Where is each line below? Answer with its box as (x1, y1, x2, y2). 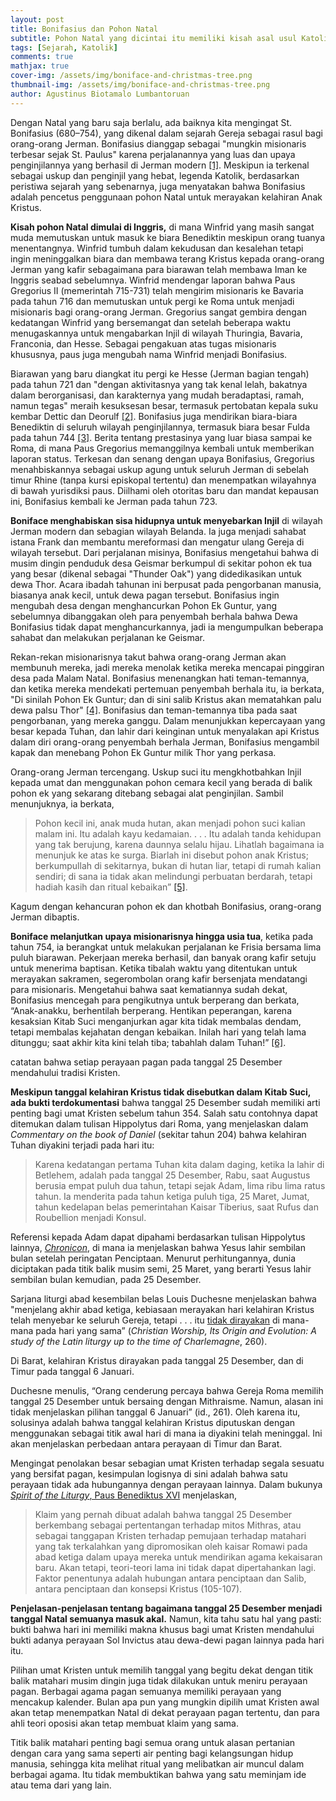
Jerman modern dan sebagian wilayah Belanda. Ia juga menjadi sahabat (10, 525, 307, 537)
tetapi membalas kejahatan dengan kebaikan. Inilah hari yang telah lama (10, 1026, 307, 1038)
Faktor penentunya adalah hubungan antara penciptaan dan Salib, (34, 1572, 307, 1584)
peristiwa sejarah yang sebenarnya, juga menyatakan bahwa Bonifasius (10, 180, 306, 192)
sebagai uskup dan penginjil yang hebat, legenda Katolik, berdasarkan (10, 169, 300, 181)
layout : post (10, 14, 65, 25)
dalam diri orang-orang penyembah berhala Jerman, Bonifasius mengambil (10, 736, 320, 748)
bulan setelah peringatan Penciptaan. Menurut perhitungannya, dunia (10, 1252, 297, 1264)
